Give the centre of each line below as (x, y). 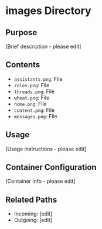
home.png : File (30, 104)
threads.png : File (34, 91)
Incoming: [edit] (33, 214)
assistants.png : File (38, 79)
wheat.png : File (32, 97)
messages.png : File (35, 116)
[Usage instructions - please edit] (46, 149)
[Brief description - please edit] (43, 46)
